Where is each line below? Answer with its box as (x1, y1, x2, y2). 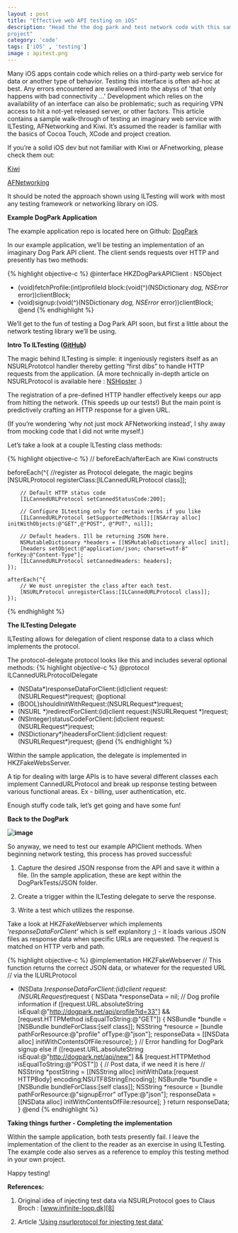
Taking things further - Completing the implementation (7, 1118, 172, 1127)
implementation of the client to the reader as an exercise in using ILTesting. (7, 1140, 227, 1148)
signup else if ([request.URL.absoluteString (17, 1045, 144, 1053)
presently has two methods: (7, 256, 89, 264)
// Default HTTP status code (20, 489, 106, 496)
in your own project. (7, 1155, 66, 1164)
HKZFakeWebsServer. (7, 758, 72, 767)
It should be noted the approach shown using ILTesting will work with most (7, 192, 225, 200)
